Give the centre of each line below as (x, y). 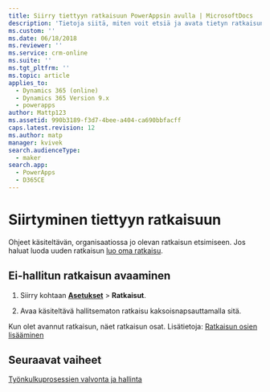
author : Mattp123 (37, 113)
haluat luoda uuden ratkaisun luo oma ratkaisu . (86, 251)
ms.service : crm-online (48, 53)
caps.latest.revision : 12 (51, 128)
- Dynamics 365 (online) (57, 90)
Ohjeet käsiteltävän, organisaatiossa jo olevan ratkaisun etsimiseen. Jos (127, 242)
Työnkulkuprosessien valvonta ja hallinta (75, 379)
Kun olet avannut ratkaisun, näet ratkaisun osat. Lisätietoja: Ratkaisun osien (133, 326)
